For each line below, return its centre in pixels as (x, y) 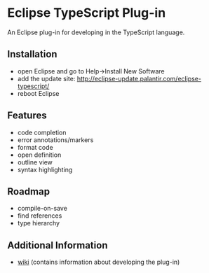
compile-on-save (42, 209)
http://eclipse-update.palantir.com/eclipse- (139, 78)
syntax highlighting (45, 169)
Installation (32, 54)
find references (40, 216)
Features (27, 116)
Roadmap (29, 191)
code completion (42, 132)
